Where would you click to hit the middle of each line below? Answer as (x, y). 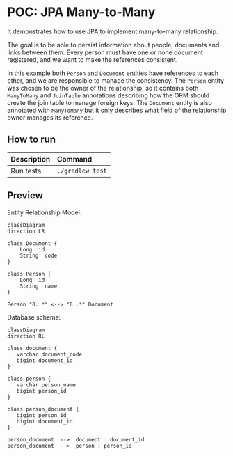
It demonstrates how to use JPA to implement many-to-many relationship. (113, 31)
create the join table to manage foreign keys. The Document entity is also (110, 102)
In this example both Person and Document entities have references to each (113, 73)
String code (39, 255)
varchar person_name (46, 385)
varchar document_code (49, 354)
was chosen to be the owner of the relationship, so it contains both (103, 88)
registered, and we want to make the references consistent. (93, 59)
